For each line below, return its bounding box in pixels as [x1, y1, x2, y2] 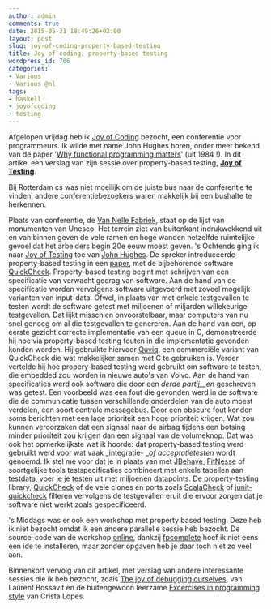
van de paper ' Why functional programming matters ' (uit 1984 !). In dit [8, 149, 241, 159]
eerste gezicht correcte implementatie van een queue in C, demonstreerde [8, 328, 257, 337]
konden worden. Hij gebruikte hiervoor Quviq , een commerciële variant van [8, 345, 259, 354]
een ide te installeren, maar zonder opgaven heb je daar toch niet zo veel [8, 541, 252, 551]
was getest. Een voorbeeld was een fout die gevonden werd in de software [8, 388, 259, 397]
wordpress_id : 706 [8, 58, 70, 66]
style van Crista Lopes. [8, 591, 85, 601]
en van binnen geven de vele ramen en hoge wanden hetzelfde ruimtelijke [8, 233, 255, 242]
